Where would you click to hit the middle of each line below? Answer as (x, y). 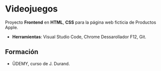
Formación (22, 52)
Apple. (12, 27)
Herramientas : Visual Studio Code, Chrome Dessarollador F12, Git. (79, 37)
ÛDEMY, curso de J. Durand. (41, 63)
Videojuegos (31, 9)
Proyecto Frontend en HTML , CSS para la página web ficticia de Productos (81, 22)
